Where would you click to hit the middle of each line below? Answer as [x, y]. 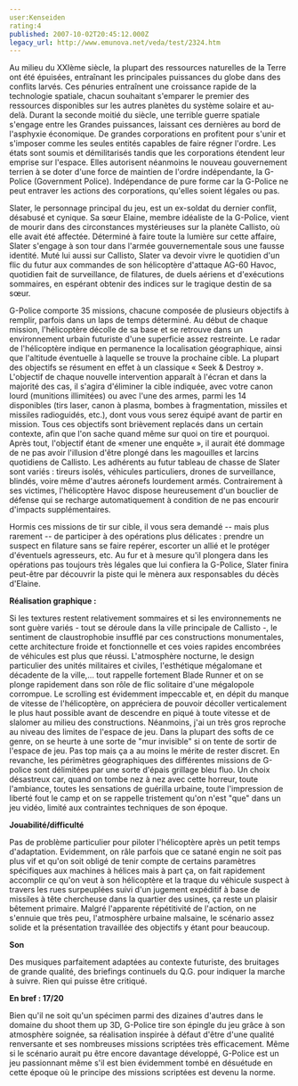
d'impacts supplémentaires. [60, 510]
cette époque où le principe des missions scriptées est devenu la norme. [142, 1073]
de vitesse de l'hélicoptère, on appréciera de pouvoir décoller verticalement [148, 703]
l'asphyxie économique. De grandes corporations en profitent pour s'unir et [148, 134]
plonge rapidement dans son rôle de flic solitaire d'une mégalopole [132, 685]
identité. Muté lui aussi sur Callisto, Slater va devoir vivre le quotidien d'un [145, 256]
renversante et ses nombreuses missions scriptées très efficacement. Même [149, 1044]
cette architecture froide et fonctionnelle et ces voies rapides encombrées [145, 646]
